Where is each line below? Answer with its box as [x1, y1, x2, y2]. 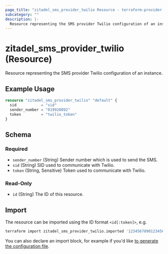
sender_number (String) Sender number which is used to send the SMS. [12, 157, 158, 163]
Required [5, 145, 28, 152]
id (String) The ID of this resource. [12, 191, 84, 197]
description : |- [5, 17, 39, 22]
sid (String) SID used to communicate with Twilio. [12, 162, 115, 168]
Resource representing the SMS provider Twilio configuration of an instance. [5, 70, 163, 76]
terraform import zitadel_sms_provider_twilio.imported [5, 229, 124, 234]
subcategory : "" [5, 12, 39, 17]
